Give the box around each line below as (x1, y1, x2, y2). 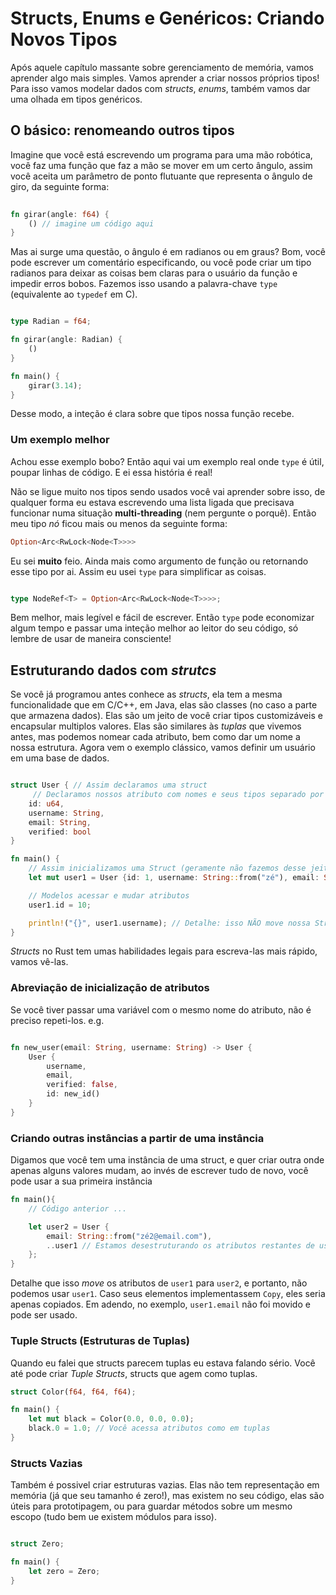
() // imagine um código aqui (28, 218, 155, 229)
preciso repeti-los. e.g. (10, 1014, 105, 1026)
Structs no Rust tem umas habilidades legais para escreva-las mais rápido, (10, 945, 318, 957)
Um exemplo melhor (10, 433, 110, 447)
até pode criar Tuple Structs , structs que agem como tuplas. (10, 1367, 258, 1379)
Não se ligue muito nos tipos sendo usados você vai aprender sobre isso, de (10, 485, 326, 497)
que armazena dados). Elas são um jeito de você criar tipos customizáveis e (10, 710, 323, 722)
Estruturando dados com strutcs (10, 662, 217, 679)
